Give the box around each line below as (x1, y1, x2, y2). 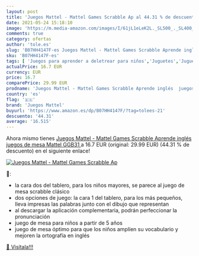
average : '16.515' (6, 119, 52, 125)
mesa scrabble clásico (14, 188, 70, 195)
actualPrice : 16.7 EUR (6, 63, 62, 70)
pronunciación (14, 213, 50, 221)
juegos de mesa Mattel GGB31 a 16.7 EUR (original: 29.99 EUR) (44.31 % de (6, 141, 190, 148)
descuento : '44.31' (6, 113, 54, 119)
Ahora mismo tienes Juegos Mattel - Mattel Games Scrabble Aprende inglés (6, 135, 192, 142)
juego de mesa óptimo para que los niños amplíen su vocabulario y (14, 226, 179, 233)
